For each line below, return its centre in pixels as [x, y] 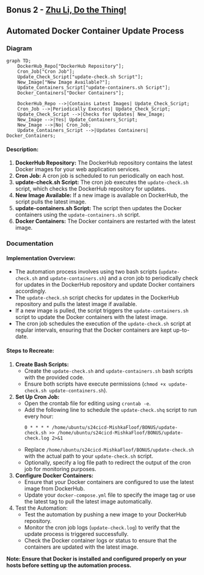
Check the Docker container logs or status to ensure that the [100, 540]
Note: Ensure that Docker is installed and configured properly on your [97, 559]
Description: [22, 149]
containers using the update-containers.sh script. [78, 215]
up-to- [181, 330]
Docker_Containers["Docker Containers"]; [71, 93]
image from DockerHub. [55, 488]
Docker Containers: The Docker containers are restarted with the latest [105, 221]
